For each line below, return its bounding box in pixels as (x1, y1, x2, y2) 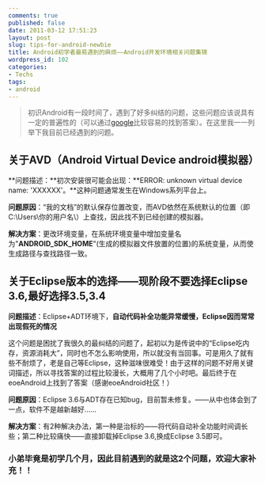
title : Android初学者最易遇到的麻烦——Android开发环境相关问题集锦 (8, 48, 208, 56)
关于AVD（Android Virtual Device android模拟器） (8, 153, 259, 166)
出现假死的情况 (8, 321, 57, 331)
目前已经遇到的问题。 (48, 127, 119, 137)
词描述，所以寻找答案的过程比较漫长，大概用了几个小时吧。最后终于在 (8, 368, 237, 377)
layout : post (8, 33, 51, 42)
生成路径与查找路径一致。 (8, 249, 92, 258)
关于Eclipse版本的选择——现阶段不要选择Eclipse (8, 274, 248, 287)
